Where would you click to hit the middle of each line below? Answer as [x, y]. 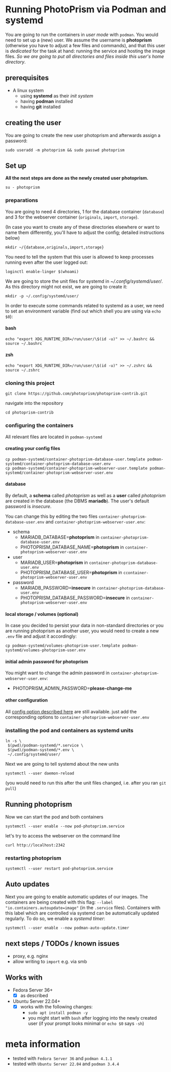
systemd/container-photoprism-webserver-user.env [59, 473]
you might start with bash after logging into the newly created [92, 1018]
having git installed [40, 107]
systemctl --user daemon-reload [40, 773]
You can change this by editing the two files [51, 516]
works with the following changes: [57, 1006]
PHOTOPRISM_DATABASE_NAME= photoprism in [72, 547]
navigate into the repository [34, 403]
